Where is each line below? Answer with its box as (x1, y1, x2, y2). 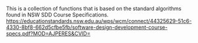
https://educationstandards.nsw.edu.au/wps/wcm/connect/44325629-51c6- (6, 18, 192, 24)
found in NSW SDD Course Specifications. (6, 11, 109, 18)
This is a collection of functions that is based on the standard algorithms (6, 5, 181, 12)
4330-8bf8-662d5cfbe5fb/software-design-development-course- (6, 24, 168, 31)
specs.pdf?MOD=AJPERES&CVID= (6, 30, 91, 37)
